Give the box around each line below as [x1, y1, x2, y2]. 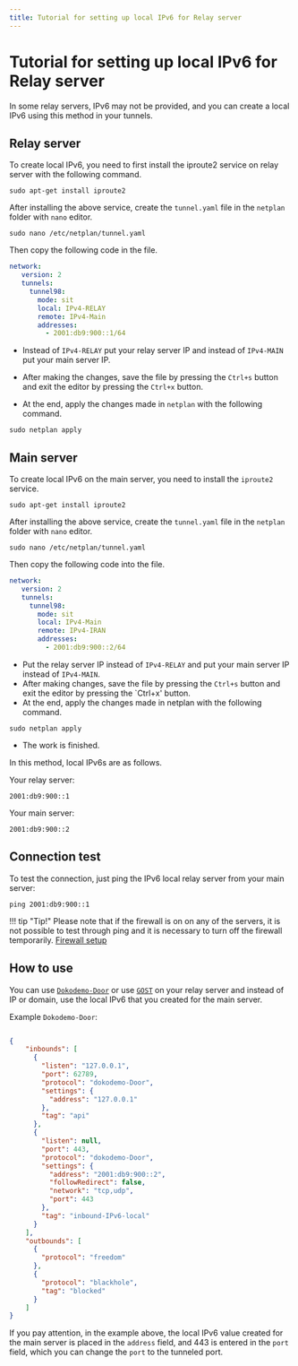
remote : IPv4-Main [37, 312, 106, 321]
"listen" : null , [41, 1137, 102, 1146]
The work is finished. [21, 739, 100, 750]
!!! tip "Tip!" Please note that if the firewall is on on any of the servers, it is [9, 915, 281, 926]
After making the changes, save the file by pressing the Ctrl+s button [21, 372, 279, 383]
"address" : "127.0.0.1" [48, 1094, 139, 1103]
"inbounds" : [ [25, 1045, 78, 1054]
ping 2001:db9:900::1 [9, 900, 90, 909]
